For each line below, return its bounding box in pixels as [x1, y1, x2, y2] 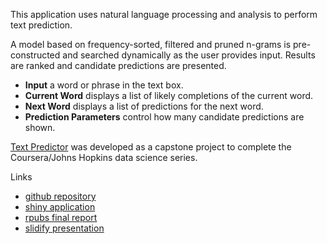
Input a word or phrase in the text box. [24, 79, 184, 91]
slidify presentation [24, 222, 105, 234]
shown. [24, 122, 56, 133]
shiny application [24, 201, 96, 213]
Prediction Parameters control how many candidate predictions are [24, 111, 305, 123]
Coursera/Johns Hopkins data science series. [10, 152, 198, 163]
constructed [10, 49, 61, 61]
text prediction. [10, 19, 73, 31]
